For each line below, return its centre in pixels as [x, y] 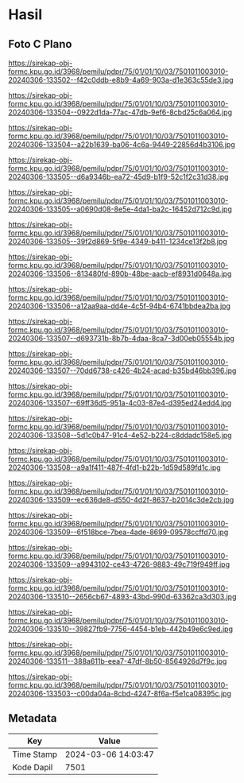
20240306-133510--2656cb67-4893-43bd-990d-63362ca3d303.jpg [122, 597]
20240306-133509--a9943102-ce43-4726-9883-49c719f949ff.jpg [119, 564]
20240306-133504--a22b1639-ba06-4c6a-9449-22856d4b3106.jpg [122, 144]
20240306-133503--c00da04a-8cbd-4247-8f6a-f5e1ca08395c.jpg [120, 694]
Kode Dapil [33, 767]
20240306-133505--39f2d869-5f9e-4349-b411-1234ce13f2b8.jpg [118, 241]
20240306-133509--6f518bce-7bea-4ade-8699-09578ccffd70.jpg [118, 532]
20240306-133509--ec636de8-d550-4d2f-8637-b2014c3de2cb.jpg [121, 500]
